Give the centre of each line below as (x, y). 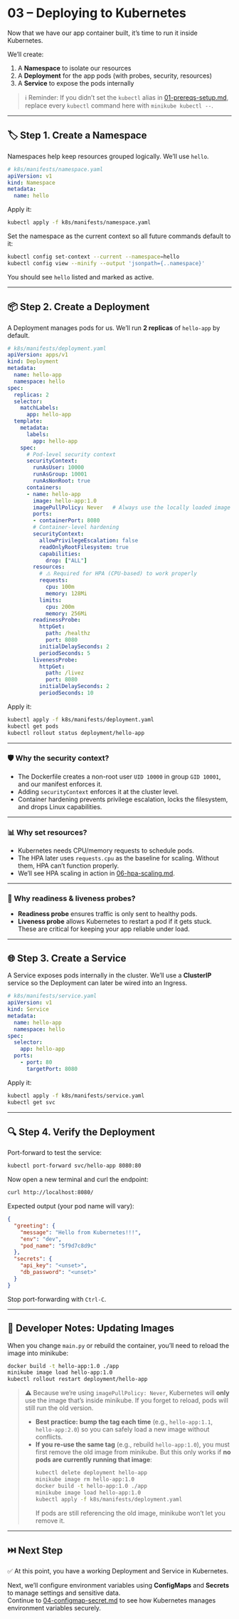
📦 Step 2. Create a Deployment (79, 307)
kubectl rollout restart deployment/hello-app (78, 1379)
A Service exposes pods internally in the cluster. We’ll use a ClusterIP (110, 975)
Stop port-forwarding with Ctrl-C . (57, 1299)
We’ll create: (26, 54)
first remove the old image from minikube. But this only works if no (133, 1452)
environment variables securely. (54, 1608)
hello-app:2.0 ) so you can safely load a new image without (122, 1429)
